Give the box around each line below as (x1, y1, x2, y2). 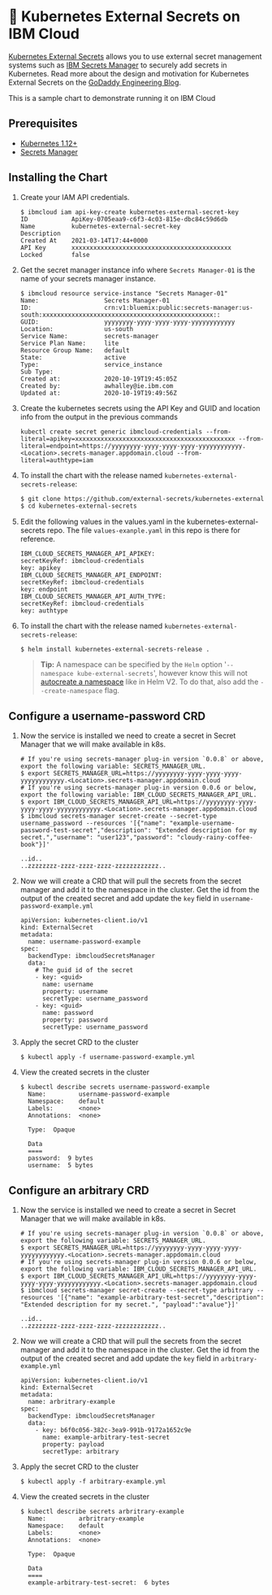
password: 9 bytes (28, 1154, 93, 1162)
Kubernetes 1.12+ (19, 138, 78, 148)
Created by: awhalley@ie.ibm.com (19, 381, 174, 390)
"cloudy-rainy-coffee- (176, 834, 253, 842)
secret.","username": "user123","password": (19, 834, 174, 842)
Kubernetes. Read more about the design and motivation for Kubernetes (8, 68, 249, 78)
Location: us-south (19, 325, 134, 333)
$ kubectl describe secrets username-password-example (19, 1083, 210, 1092)
